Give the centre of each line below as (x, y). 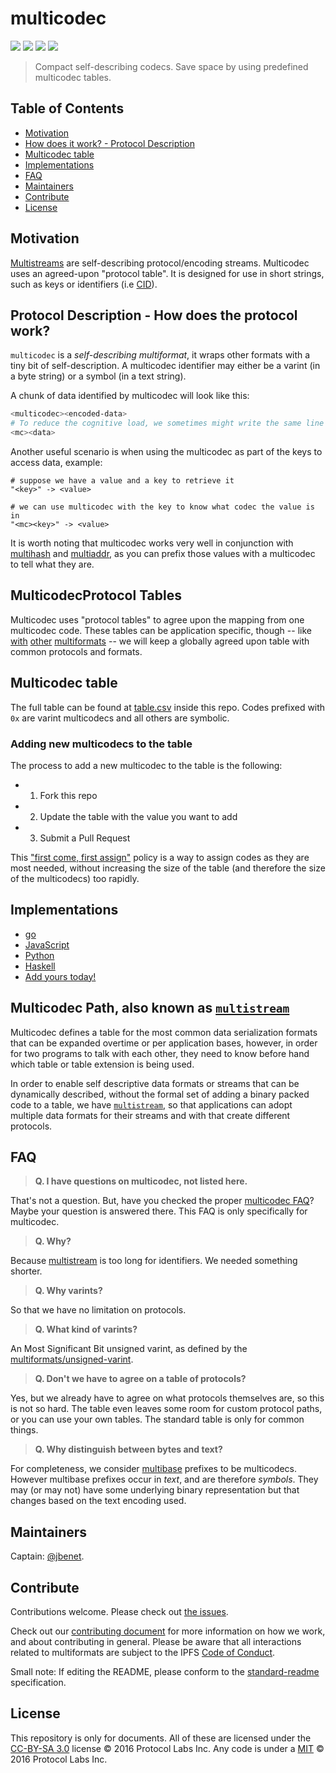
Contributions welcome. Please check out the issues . (119, 1611)
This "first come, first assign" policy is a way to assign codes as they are (160, 857)
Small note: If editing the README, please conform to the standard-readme (165, 1671)
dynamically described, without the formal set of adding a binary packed (160, 1094)
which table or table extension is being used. (102, 1064)
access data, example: (56, 462)
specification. (38, 1682)
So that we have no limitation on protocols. (98, 1310)
